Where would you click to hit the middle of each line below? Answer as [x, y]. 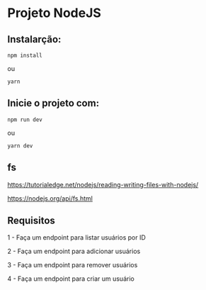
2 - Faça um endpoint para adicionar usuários [74, 251]
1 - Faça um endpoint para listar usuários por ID [77, 238]
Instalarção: [34, 39]
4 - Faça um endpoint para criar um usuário [71, 279]
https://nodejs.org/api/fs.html [50, 198]
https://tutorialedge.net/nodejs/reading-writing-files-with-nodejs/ [103, 184]
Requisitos [31, 221]
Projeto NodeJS [54, 13]
